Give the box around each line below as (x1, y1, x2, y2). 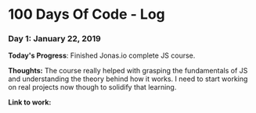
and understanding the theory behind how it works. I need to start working (8, 74, 248, 83)
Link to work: (8, 97, 52, 107)
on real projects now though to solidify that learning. (8, 83, 177, 92)
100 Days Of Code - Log (8, 5, 166, 23)
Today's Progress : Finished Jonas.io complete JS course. (8, 51, 196, 60)
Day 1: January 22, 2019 (8, 34, 102, 44)
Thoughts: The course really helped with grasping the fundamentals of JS (8, 66, 248, 76)
